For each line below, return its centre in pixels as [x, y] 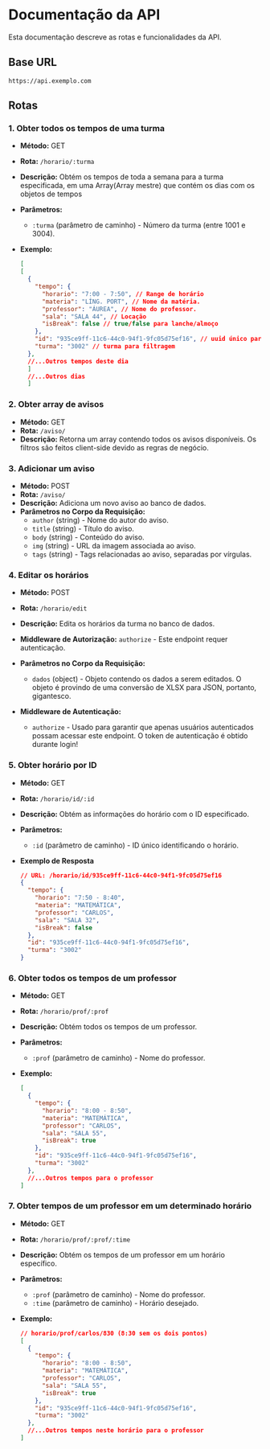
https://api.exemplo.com [50, 81]
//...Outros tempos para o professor [91, 1178]
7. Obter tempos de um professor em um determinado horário [130, 1206]
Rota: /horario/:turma [57, 162]
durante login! [55, 745]
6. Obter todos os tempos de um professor [92, 978]
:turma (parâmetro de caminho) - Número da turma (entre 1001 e [139, 225]
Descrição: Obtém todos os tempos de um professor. [108, 1027]
